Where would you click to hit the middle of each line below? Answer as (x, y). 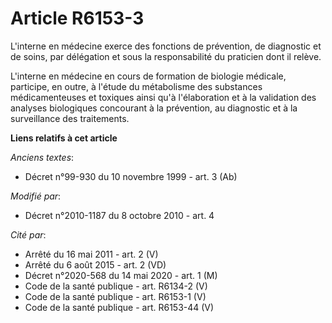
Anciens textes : (42, 157)
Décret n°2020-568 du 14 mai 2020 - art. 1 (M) (121, 275)
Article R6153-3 (77, 18)
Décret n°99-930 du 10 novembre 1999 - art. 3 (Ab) (131, 176)
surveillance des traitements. (70, 118)
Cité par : (28, 234)
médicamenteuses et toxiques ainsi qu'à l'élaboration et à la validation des (163, 97)
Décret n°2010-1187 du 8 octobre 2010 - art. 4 (119, 215)
